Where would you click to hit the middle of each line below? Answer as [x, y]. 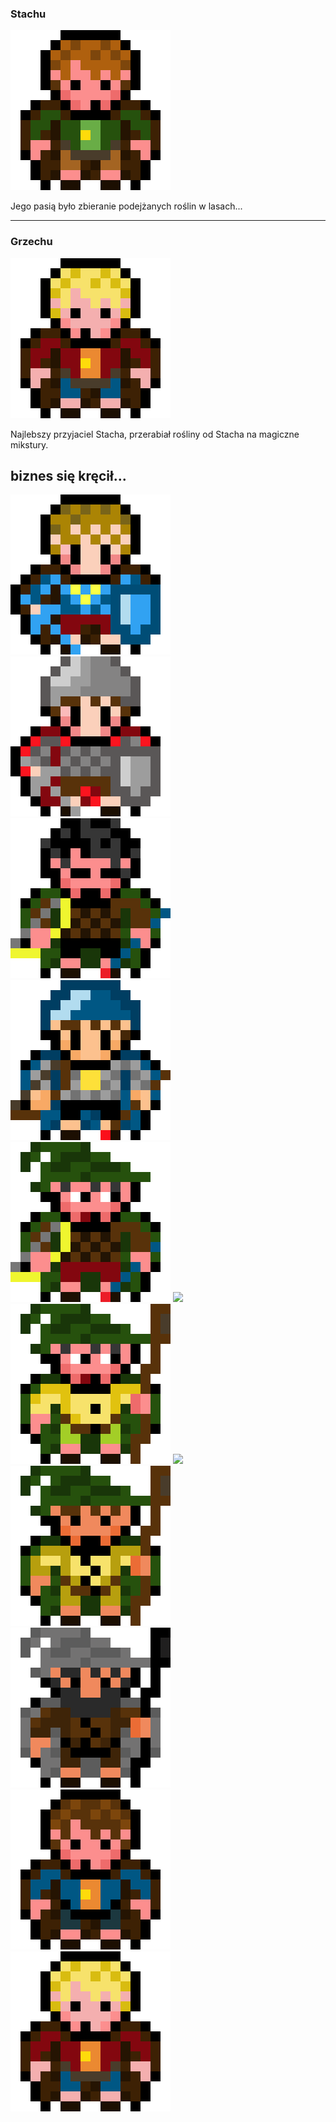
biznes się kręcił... [68, 475]
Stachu [28, 14]
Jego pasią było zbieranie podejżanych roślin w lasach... [126, 206]
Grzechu [31, 242]
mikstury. [29, 444]
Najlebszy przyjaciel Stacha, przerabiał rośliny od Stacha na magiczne [155, 434]
